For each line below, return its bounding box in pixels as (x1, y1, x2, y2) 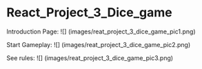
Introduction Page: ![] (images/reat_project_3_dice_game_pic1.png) (6, 27, 196, 36)
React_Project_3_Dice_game (6, 5, 173, 20)
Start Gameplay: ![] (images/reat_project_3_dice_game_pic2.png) (6, 40, 191, 49)
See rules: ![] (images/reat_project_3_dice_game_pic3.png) (6, 53, 174, 62)
